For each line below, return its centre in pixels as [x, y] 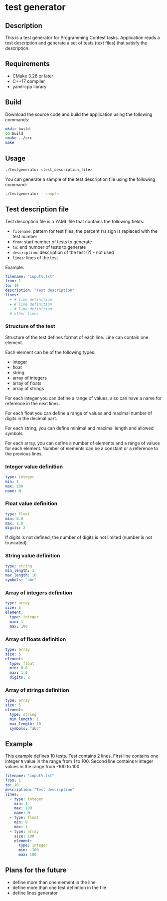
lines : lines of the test [35, 257]
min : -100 [28, 850]
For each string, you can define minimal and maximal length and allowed [79, 428]
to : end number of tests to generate [49, 247]
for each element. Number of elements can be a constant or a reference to [82, 448]
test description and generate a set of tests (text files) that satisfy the [76, 43]
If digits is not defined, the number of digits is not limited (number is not [79, 537]
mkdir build [17, 129]
